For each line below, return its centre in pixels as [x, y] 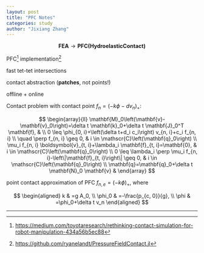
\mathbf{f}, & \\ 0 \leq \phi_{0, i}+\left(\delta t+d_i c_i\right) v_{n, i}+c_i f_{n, [102, 132]
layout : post [23, 12]
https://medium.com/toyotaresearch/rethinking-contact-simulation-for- [104, 225]
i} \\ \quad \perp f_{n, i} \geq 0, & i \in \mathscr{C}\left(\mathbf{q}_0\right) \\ [102, 138]
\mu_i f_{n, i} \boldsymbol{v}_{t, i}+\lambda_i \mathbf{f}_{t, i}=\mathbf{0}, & [102, 145]
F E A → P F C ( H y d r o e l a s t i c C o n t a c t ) [102, 46]
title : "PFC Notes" [31, 18]
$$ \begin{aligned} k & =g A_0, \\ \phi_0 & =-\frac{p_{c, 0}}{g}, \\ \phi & [102, 195]
